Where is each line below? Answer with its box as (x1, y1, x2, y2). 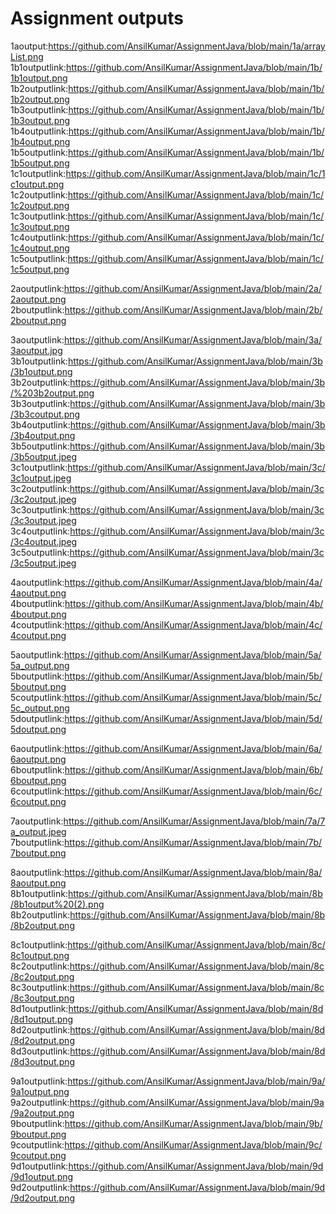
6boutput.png (10, 774, 67, 786)
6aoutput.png (10, 753, 67, 765)
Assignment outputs (10, 7, 184, 30)
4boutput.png (10, 608, 67, 620)
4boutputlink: (10, 597, 66, 609)
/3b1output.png (10, 365, 73, 377)
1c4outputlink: (10, 231, 69, 243)
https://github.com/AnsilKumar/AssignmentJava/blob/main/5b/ (64, 670, 323, 682)
